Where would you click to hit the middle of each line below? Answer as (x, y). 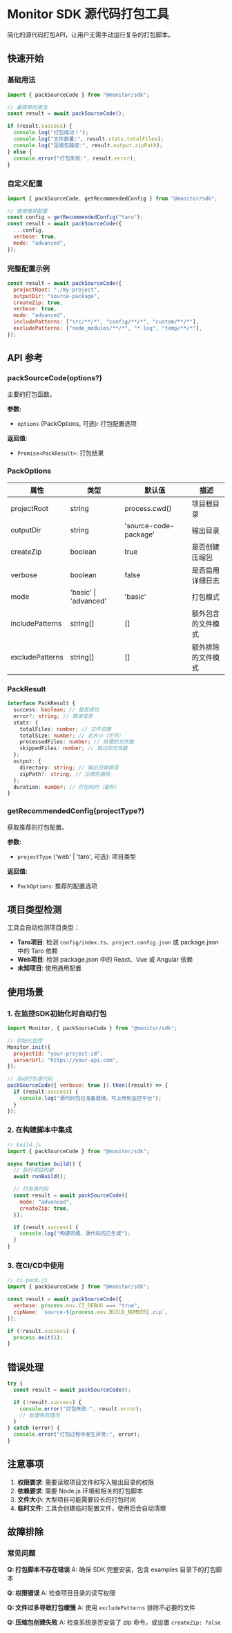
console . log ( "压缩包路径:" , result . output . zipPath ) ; (88, 145)
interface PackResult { (41, 703)
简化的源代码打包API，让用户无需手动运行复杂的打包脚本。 (91, 35)
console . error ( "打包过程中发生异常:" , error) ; (77, 1435)
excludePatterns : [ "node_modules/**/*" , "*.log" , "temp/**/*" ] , (108, 328)
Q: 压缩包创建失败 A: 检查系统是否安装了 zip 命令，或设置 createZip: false (114, 1623)
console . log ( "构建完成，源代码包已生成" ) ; (75, 1234)
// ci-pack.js (28, 1280)
